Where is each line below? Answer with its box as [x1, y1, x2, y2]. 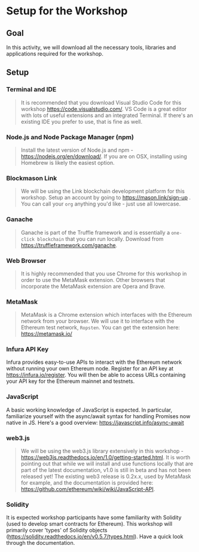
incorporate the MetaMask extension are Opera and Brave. [20, 283, 166, 290]
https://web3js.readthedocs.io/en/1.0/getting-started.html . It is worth [20, 454, 191, 461]
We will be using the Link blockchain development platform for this [20, 188, 185, 195]
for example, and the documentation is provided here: [20, 479, 154, 486]
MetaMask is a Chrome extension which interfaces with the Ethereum [20, 311, 192, 318]
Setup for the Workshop [6, 4, 128, 18]
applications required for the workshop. [6, 50, 103, 57]
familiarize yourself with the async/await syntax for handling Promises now [6, 412, 191, 419]
